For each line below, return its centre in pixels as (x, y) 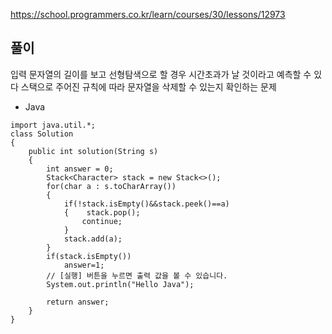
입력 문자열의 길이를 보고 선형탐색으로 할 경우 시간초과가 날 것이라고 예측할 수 (161, 74)
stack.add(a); (93, 239)
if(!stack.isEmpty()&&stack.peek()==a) (146, 204)
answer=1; (84, 265)
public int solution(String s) (93, 151)
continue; (102, 221)
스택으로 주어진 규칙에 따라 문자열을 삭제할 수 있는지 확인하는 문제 (148, 86)
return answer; (78, 302)
